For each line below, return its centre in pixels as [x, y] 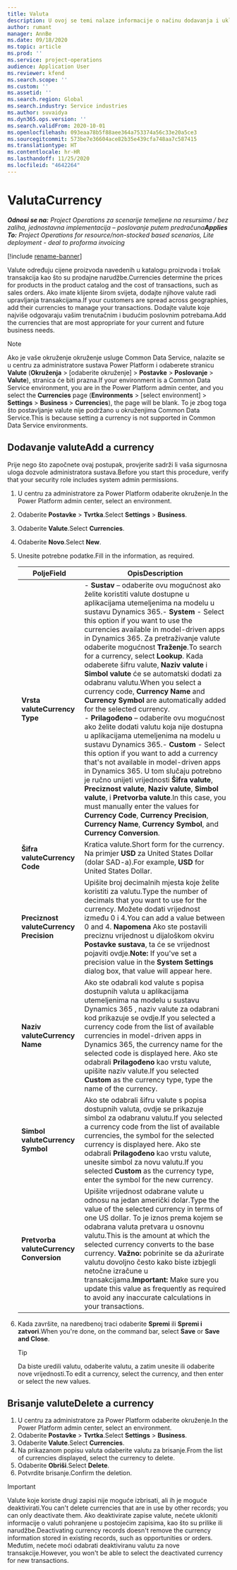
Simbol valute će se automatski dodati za [153, 673]
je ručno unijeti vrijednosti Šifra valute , [148, 779]
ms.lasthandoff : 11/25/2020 [49, 159]
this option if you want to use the [138, 620]
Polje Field [50, 573]
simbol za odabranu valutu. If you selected [153, 1118]
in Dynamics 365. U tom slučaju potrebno [153, 771]
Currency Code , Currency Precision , [146, 815]
